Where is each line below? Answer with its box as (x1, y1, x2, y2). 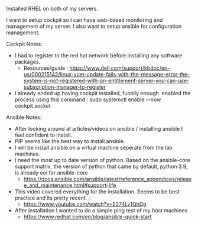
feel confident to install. (14, 131, 73, 138)
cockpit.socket (14, 102, 51, 109)
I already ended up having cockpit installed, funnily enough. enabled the (14, 90, 191, 96)
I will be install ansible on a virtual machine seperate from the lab (14, 144, 173, 151)
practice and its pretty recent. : (14, 195, 90, 201)
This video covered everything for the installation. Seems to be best (14, 188, 180, 195)
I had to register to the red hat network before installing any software (14, 52, 183, 59)
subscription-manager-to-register (23, 83, 106, 91)
